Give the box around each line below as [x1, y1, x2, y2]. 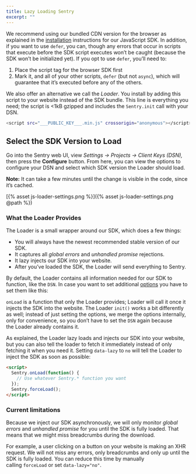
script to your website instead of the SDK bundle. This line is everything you [6, 96, 188, 103]
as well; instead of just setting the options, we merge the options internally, [6, 311, 186, 318]
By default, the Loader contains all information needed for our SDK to [6, 274, 173, 281]
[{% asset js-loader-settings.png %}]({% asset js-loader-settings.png [6, 193, 174, 200]
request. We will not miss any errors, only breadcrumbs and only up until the [6, 449, 190, 456]
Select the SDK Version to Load [6, 136, 122, 146]
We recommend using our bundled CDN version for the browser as [6, 30, 167, 37]
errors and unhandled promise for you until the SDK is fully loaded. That [6, 425, 179, 432]
